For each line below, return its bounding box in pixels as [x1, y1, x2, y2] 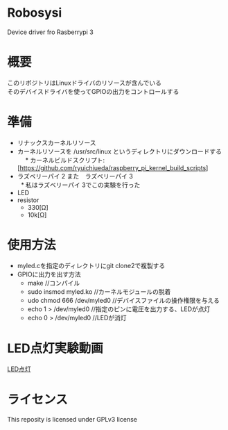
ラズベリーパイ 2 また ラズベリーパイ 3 [17, 172, 133, 180]
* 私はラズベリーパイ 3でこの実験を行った [20, 181, 141, 189]
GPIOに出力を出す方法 [17, 270, 81, 279]
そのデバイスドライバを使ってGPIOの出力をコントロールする [7, 87, 179, 95]
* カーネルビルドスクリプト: [25, 156, 105, 164]
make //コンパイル [27, 279, 80, 287]
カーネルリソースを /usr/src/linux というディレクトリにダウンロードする [17, 147, 222, 156]
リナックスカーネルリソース [17, 138, 96, 147]
